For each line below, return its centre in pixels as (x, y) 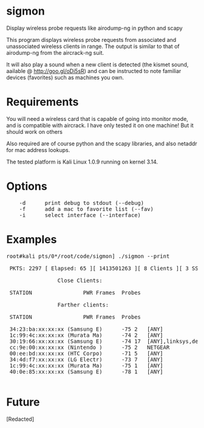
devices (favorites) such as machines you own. (65, 77)
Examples (32, 240)
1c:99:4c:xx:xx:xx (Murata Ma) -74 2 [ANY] (87, 335)
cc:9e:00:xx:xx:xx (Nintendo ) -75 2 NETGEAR (90, 347)
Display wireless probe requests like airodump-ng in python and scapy (95, 28)
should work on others (34, 131)
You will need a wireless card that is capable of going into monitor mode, (97, 119)
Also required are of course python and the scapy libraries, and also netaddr (102, 143)
